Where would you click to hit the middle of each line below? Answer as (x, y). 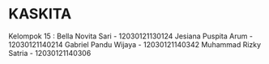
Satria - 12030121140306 (50, 53)
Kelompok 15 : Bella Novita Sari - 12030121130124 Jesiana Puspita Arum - (131, 36)
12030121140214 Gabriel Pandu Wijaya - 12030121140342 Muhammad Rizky (135, 44)
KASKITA (40, 14)
